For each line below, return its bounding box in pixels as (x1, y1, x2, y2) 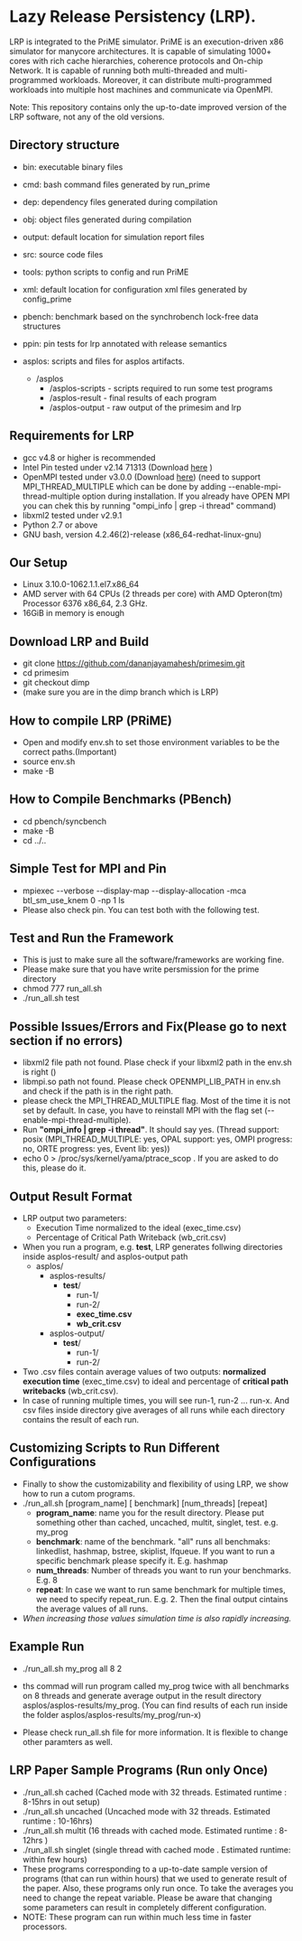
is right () (22, 1067, 57, 1078)
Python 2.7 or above (22, 519, 98, 530)
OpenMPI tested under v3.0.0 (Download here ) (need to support (22, 471, 261, 482)
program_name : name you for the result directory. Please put (35, 1507, 264, 1518)
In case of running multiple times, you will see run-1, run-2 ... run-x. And (22, 1395, 290, 1406)
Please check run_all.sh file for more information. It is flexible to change (22, 1727, 288, 1738)
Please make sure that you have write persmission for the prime (22, 964, 260, 975)
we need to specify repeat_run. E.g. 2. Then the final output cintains (35, 1593, 288, 1604)
